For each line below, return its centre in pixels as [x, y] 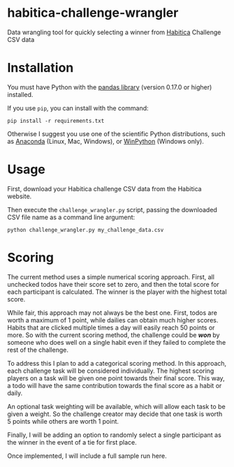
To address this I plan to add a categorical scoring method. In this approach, [117, 363]
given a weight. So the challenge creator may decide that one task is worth [115, 414]
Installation [41, 68]
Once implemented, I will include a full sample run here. [87, 456]
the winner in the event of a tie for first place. [72, 442]
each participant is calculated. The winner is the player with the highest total [117, 292]
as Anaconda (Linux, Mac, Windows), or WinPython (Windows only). [105, 141]
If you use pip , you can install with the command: [78, 108]
